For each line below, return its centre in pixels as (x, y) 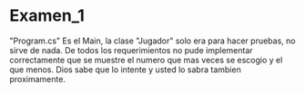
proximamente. (38, 79)
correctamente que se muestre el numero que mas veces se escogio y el (146, 60)
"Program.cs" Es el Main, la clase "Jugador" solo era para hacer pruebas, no (152, 41)
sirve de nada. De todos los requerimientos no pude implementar (131, 50)
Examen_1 (47, 16)
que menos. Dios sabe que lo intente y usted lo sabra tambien (125, 70)
